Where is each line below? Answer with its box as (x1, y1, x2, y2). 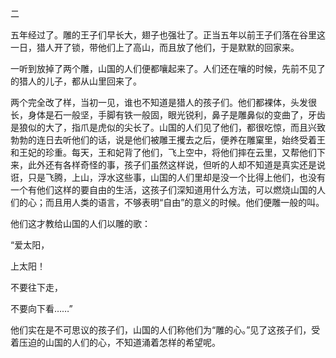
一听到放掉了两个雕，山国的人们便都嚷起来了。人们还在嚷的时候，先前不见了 (10, 63, 326, 74)
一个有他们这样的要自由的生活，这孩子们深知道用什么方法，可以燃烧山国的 (10, 184, 317, 196)
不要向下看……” (10, 303, 73, 314)
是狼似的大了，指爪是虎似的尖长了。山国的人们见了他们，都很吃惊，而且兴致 (10, 122, 326, 133)
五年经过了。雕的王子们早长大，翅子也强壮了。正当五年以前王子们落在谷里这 (10, 29, 326, 41)
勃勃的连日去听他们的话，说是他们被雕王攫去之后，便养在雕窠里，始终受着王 (10, 134, 326, 146)
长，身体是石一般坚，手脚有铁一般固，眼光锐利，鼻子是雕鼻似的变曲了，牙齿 (10, 109, 326, 121)
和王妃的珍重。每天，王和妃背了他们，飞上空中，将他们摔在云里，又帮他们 (10, 147, 317, 158)
